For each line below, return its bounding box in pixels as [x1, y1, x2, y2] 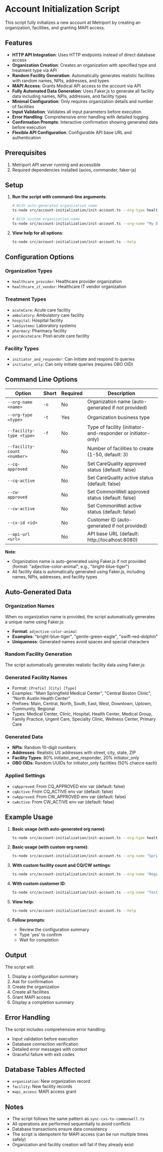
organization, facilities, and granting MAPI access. [5, 24, 105, 30]
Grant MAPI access [12, 994, 51, 1000]
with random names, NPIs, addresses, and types [12, 77, 109, 83]
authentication [12, 134, 41, 140]
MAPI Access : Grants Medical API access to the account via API [12, 83, 141, 89]
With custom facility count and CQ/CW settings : [12, 863, 112, 868]
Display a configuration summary [12, 973, 79, 979]
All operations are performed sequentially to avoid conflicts [12, 1121, 131, 1127]
